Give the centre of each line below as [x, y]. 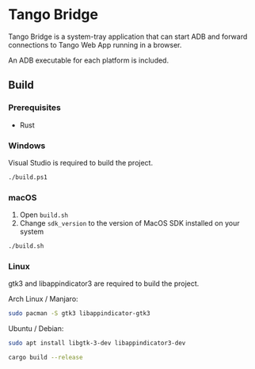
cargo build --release [46, 358]
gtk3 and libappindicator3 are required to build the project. [104, 283]
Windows [27, 146]
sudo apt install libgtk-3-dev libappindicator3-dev [97, 343]
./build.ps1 [28, 177]
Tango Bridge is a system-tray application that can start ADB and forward [128, 36]
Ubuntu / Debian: [36, 329]
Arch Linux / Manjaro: [43, 299]
